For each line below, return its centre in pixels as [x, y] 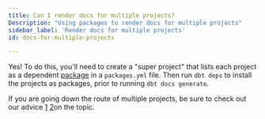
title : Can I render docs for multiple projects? [92, 15]
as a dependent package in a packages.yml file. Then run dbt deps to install [130, 75]
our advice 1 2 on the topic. [51, 107]
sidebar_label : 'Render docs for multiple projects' [97, 30]
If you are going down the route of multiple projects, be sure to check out [127, 99]
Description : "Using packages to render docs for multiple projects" [125, 23]
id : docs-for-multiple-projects [61, 37]
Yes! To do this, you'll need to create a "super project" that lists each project [132, 67]
